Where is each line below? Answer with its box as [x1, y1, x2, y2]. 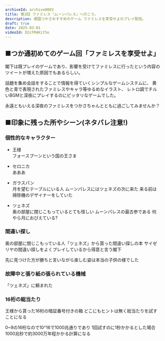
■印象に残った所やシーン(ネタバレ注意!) [5, 118, 128, 127]
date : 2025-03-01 [5, 26, 41, 30]
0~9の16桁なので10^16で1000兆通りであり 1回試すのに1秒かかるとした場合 [5, 325, 156, 331]
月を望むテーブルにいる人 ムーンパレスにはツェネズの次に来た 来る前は [12, 186, 157, 192]
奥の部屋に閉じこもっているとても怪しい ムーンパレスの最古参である [12, 208, 151, 214]
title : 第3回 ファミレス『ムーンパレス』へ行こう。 [5, 12, 98, 17]
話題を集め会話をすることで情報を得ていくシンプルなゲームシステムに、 [5, 80, 151, 86]
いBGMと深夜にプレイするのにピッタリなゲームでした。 [5, 92, 119, 98]
